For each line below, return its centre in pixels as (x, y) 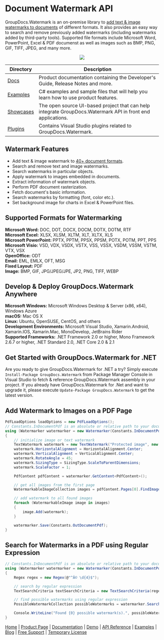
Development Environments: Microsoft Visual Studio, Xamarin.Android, (77, 327)
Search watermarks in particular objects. (53, 171)
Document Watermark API (59, 9)
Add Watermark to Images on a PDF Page (69, 411)
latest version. (19, 395)
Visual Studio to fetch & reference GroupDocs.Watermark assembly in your (80, 380)
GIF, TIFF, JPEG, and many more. (38, 48)
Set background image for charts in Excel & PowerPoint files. (73, 202)
